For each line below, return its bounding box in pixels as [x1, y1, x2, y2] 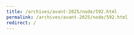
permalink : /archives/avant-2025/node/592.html [6, 14, 129, 20]
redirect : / [6, 20, 36, 26]
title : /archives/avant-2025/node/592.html [6, 8, 118, 15]
